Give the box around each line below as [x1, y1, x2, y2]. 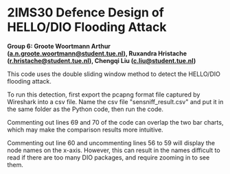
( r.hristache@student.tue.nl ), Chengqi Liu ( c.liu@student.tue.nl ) [7, 56, 196, 64]
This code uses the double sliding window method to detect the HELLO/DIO [7, 70, 221, 78]
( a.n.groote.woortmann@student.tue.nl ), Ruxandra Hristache [7, 49, 187, 58]
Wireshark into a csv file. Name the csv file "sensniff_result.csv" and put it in [7, 97, 224, 105]
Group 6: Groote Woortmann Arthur [7, 42, 111, 50]
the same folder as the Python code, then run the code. [7, 105, 163, 113]
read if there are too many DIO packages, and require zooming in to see [7, 153, 210, 162]
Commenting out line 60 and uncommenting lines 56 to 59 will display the [7, 138, 215, 147]
